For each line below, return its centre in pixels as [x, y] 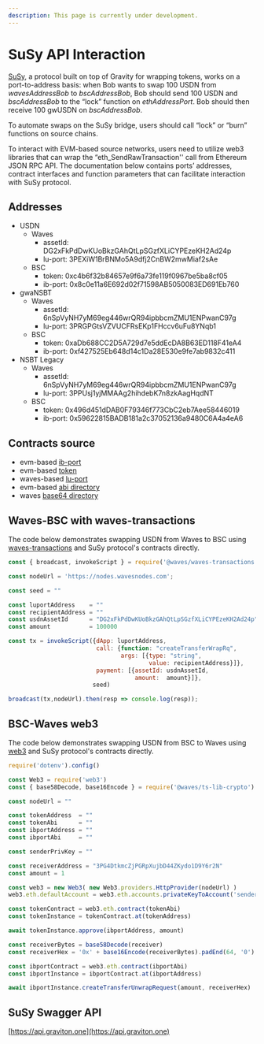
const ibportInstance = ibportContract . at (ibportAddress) [105, 974]
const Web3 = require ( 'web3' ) [58, 780]
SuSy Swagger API [55, 1012]
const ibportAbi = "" [50, 838]
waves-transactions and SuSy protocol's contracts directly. [104, 548]
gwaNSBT [36, 293]
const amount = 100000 [63, 627]
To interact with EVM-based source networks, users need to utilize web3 [126, 149]
